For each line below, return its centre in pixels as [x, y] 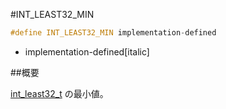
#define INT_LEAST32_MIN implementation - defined [113, 33]
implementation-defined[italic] [87, 51]
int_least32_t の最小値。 [59, 93]
